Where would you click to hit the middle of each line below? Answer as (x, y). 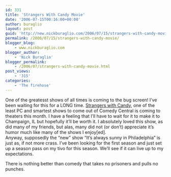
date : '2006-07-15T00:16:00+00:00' (43, 19)
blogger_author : (22, 52)
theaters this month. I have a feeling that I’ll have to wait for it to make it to (83, 116)
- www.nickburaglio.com (40, 48)
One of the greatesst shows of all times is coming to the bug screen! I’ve (81, 100)
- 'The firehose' (33, 85)
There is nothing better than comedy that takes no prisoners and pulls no (82, 163)
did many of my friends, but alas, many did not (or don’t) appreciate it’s (80, 127)
